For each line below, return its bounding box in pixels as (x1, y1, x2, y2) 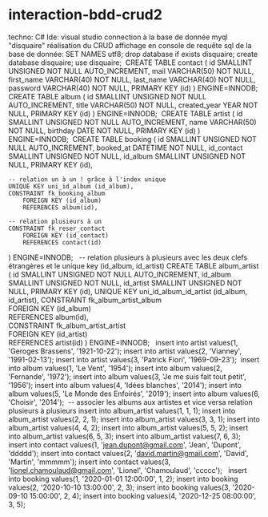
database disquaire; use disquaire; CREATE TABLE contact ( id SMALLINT (8, 58, 253, 67)
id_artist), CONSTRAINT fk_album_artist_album (8, 295, 162, 305)
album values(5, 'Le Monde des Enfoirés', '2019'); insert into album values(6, (8, 389, 260, 398)
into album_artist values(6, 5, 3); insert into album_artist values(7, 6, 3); (8, 431, 242, 441)
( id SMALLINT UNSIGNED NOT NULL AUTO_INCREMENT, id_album (8, 269, 232, 279)
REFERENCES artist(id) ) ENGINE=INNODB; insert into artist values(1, (8, 337, 238, 347)
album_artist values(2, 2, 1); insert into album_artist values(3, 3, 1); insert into (8, 414, 260, 424)
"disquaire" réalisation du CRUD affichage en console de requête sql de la (8, 40, 252, 50)
